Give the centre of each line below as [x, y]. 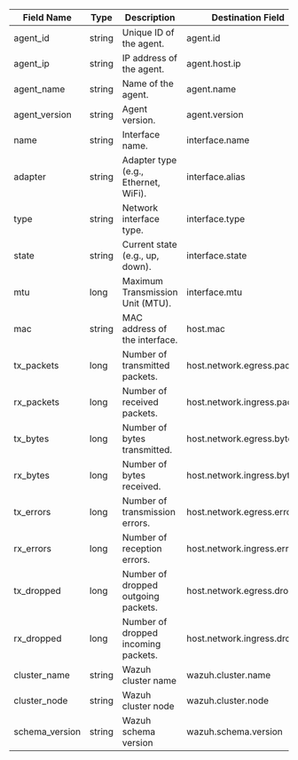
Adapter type [149, 160]
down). [137, 267]
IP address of [149, 58]
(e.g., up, [141, 255]
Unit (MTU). [147, 303]
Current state [149, 245]
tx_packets [36, 365]
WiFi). [134, 193]
